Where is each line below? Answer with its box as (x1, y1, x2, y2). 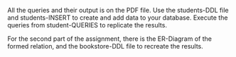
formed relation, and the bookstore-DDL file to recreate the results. (7, 42, 204, 50)
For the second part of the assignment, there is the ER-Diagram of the (7, 34, 212, 43)
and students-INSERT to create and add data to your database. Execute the (7, 13, 228, 22)
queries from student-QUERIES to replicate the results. (7, 21, 167, 29)
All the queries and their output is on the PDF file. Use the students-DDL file (7, 6, 229, 14)
